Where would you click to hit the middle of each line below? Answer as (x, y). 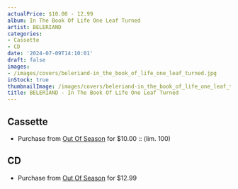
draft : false (27, 60)
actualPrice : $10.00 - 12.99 (50, 14)
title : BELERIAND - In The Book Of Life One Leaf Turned (93, 93)
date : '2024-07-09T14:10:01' (50, 54)
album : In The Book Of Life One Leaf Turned (74, 21)
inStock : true (28, 80)
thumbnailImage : (31, 86)
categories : (25, 34)
